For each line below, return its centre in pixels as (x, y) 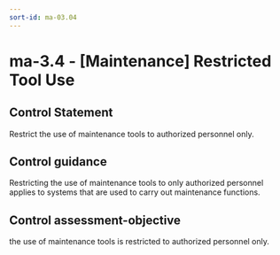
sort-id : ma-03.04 (43, 17)
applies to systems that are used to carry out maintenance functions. (135, 192)
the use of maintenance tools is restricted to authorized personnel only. (140, 242)
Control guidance (58, 162)
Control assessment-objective (95, 220)
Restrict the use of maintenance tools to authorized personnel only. (132, 134)
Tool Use (42, 80)
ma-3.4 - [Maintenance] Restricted (140, 61)
